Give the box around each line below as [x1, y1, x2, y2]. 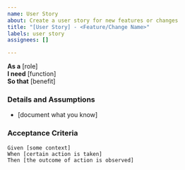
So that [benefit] [7, 77, 56, 85]
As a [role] [7, 62, 38, 71]
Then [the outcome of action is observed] [7, 157, 134, 164]
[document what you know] [17, 111, 98, 119]
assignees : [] [7, 37, 49, 44]
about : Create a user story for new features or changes [7, 17, 179, 24]
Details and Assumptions [7, 95, 95, 104]
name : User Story [7, 10, 59, 18]
